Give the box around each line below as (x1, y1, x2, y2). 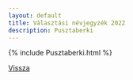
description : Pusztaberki (8, 26, 93, 34)
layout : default (8, 11, 62, 20)
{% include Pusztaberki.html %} (8, 48, 112, 58)
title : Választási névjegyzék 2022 (8, 19, 126, 27)
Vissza (8, 63, 30, 73)
